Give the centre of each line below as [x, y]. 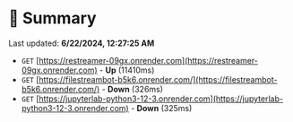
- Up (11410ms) [127, 70]
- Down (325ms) [161, 108]
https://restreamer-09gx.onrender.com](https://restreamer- [149, 60]
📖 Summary [52, 18]
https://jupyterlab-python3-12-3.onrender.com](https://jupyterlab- [161, 99]
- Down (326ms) [132, 89]
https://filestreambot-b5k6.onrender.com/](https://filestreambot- [158, 79]
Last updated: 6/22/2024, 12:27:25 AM [82, 43]
